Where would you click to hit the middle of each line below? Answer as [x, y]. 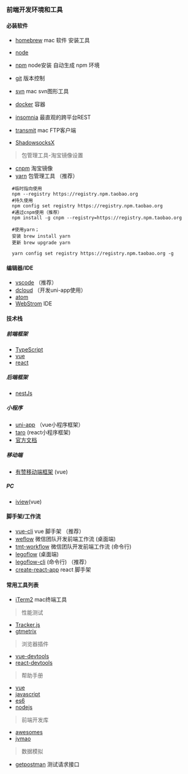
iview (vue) [28, 502]
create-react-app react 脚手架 [53, 569]
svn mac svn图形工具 [42, 91]
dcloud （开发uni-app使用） [51, 290]
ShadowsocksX [35, 143]
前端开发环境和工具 [35, 9]
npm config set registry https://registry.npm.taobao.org [88, 206]
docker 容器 [30, 104]
